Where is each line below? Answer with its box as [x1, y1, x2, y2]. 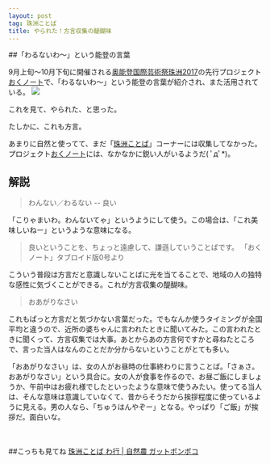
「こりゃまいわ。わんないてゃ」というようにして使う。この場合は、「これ [8, 215, 251, 225]
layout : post [8, 11, 52, 20]
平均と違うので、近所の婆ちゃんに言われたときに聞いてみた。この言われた [8, 324, 255, 334]
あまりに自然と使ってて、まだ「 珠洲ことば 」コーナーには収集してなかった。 [8, 139, 262, 149]
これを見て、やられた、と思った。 [8, 104, 122, 114]
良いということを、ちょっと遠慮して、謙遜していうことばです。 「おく [27, 243, 262, 252]
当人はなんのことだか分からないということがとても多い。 [43, 344, 234, 354]
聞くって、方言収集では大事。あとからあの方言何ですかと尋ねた [22, 335, 234, 344]
